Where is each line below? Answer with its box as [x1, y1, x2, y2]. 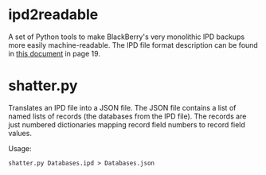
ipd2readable [8, 6, 99, 24]
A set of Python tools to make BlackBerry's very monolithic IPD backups [8, 32, 245, 41]
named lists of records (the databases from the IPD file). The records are [8, 111, 247, 121]
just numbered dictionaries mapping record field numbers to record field [8, 119, 245, 129]
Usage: [8, 143, 32, 153]
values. [8, 128, 32, 138]
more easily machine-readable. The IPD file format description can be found [8, 40, 259, 49]
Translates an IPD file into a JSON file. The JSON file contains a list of [8, 103, 237, 112]
